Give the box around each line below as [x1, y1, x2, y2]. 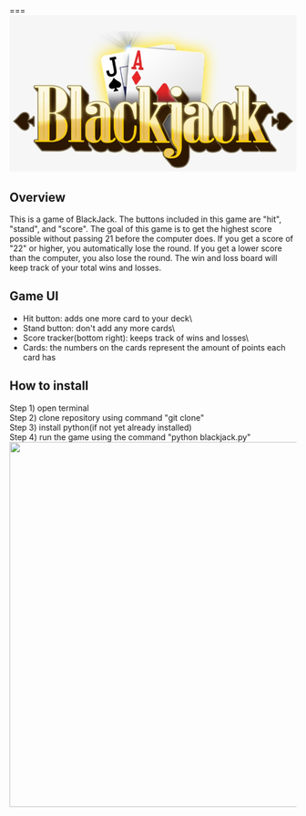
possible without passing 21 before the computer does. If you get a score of [9, 233, 294, 244]
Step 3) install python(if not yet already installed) [9, 422, 193, 433]
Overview [9, 189, 66, 205]
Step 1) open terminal [9, 403, 89, 413]
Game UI [9, 288, 59, 304]
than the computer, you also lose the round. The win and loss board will [9, 252, 278, 263]
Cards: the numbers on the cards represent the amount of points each [22, 341, 286, 352]
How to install [9, 378, 89, 393]
